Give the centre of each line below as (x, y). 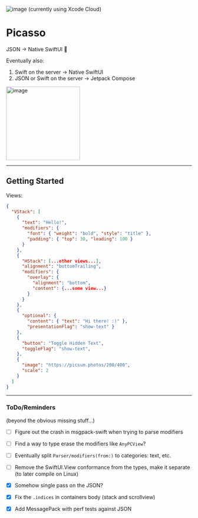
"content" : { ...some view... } (70, 288)
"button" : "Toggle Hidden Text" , (63, 343)
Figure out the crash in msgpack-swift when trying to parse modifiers (99, 432)
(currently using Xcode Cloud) (65, 9)
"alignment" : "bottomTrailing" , (61, 266)
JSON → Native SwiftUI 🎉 (37, 49)
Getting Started (35, 181)
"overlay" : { (43, 278)
